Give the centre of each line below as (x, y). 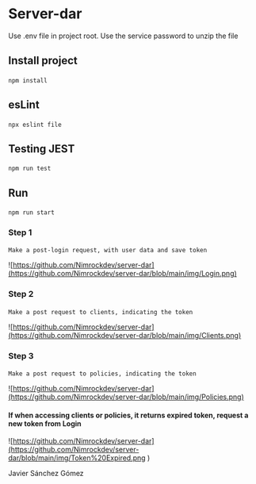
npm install (28, 80)
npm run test (30, 169)
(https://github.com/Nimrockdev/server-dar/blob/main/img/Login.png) (123, 274)
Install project (43, 61)
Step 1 (20, 232)
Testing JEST (42, 149)
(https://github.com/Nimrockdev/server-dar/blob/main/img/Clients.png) (125, 335)
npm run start (32, 213)
